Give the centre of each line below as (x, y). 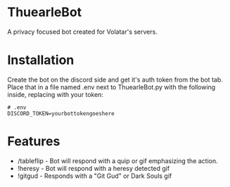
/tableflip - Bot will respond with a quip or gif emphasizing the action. (117, 161)
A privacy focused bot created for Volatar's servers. (83, 32)
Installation (41, 60)
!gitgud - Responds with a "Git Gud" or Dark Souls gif (95, 176)
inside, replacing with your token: (56, 94)
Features (34, 142)
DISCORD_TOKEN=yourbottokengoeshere (61, 113)
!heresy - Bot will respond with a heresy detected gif (94, 168)
